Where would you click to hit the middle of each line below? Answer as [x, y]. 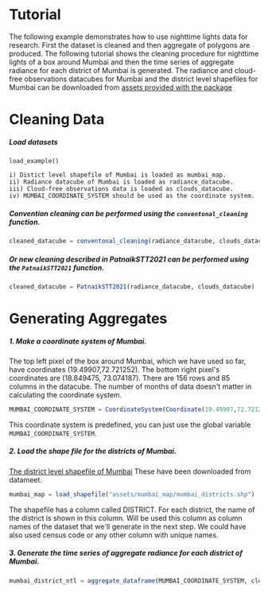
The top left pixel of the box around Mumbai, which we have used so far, [128, 361]
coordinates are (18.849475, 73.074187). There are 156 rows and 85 [120, 378]
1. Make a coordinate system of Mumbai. [78, 341]
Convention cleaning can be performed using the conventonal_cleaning [129, 213]
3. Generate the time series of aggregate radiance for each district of [126, 553]
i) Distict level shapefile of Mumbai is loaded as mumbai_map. [118, 175]
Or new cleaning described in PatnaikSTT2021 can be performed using [129, 259]
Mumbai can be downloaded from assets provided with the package [121, 87]
